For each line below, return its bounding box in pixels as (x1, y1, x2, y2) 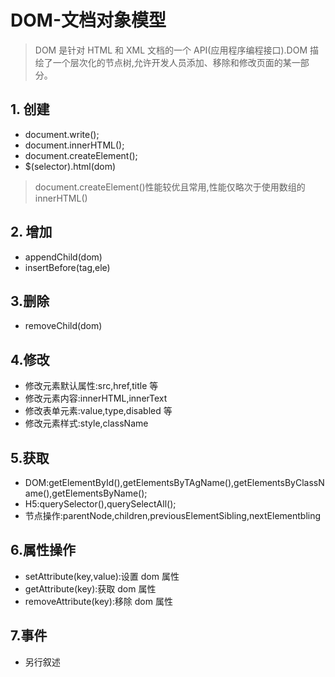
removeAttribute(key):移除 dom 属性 (24, 595, 173, 607)
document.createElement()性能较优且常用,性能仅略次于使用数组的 (34, 181, 306, 193)
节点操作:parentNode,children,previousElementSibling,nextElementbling (24, 510, 322, 521)
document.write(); (24, 128, 100, 140)
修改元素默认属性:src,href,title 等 (24, 380, 159, 392)
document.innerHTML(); (24, 139, 125, 151)
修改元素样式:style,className (24, 417, 149, 430)
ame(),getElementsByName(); (24, 487, 148, 499)
